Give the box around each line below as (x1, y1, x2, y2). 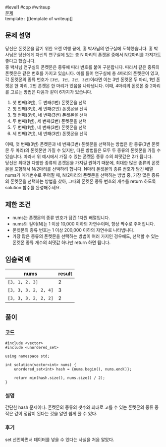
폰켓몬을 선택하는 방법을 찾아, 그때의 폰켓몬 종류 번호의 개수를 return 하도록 (10, 178, 156, 184)
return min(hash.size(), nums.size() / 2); (14, 375, 106, 380)
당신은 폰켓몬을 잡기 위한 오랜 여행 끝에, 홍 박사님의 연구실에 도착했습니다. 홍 (5, 45, 153, 51)
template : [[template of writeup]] (5, 16, 73, 21)
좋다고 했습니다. (5, 58, 36, 64)
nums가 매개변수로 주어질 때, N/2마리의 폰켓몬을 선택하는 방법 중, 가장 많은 (5, 172, 151, 178)
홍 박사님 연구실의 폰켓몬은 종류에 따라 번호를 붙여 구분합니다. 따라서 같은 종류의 (5, 64, 160, 70)
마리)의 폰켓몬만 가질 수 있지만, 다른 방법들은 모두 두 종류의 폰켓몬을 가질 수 (15, 147, 161, 153)
